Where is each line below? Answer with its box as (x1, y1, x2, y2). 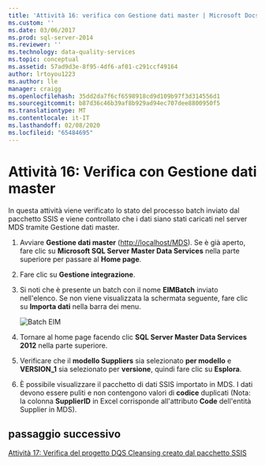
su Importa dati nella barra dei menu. (19, 301, 142, 311)
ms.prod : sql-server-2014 (8, 33, 93, 42)
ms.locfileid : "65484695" (8, 128, 93, 136)
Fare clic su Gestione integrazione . (19, 270, 136, 279)
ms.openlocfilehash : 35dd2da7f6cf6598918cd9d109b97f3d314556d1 (8, 92, 221, 100)
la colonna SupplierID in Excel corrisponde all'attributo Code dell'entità (19, 396, 252, 406)
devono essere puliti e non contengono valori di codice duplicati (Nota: (19, 388, 251, 397)
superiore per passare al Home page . (19, 254, 142, 264)
